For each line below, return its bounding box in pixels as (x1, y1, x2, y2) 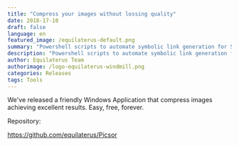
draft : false (7, 23, 46, 30)
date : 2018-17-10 (7, 17, 59, 24)
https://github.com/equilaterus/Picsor (7, 130, 117, 139)
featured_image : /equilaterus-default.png (7, 37, 135, 44)
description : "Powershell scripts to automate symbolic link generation (7, 50, 228, 57)
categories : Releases (7, 69, 72, 77)
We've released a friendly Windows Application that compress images (7, 96, 213, 104)
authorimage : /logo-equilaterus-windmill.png (7, 63, 144, 70)
